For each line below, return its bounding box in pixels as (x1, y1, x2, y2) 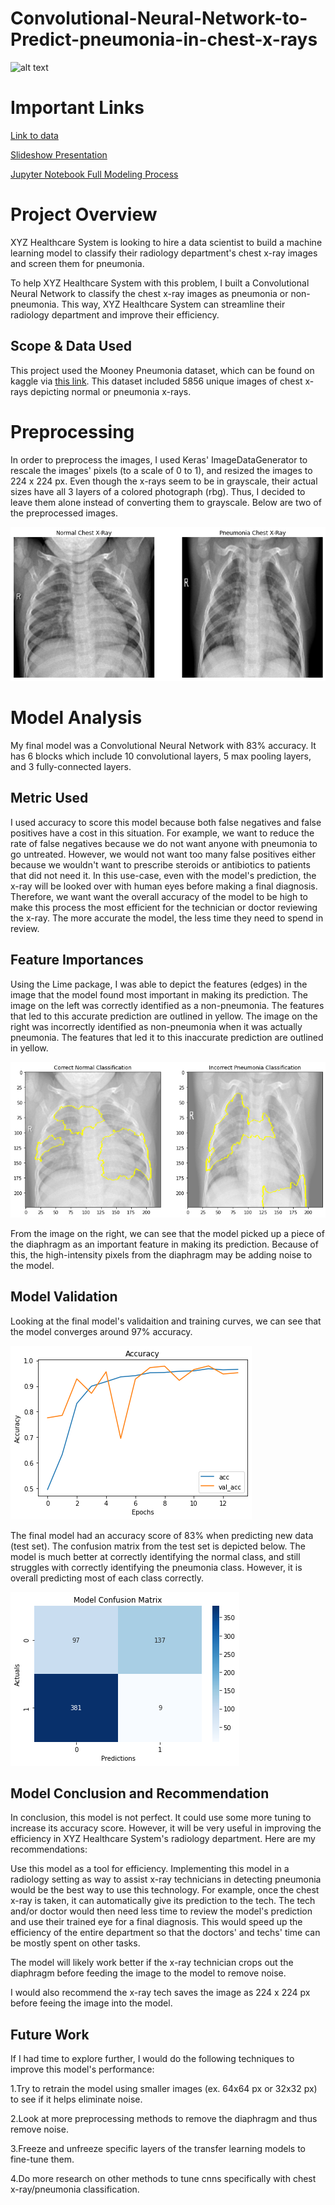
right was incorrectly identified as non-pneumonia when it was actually (10, 1020, 303, 1032)
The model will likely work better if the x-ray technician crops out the (10, 1957, 294, 1969)
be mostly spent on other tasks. (10, 1937, 141, 1949)
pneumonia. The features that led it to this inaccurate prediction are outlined (10, 1031, 324, 1043)
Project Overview (10, 203, 158, 226)
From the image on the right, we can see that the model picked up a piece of (10, 1227, 325, 1239)
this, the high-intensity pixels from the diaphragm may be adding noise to (10, 1248, 313, 1261)
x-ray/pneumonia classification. (10, 2183, 140, 2196)
